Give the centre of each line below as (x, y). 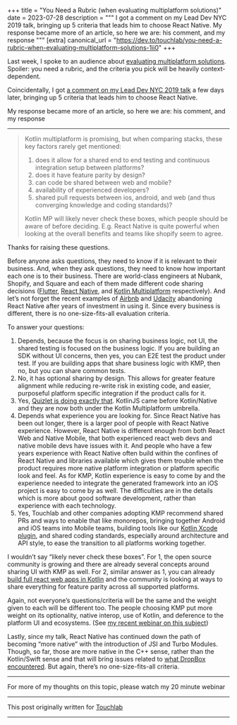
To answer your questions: (46, 327)
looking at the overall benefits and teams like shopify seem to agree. (124, 233)
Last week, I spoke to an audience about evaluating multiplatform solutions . (117, 61)
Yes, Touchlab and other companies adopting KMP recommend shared (120, 513)
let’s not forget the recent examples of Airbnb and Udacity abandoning (110, 298)
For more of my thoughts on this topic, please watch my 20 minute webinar (116, 687)
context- (213, 69)
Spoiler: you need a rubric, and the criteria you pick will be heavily (103, 69)
